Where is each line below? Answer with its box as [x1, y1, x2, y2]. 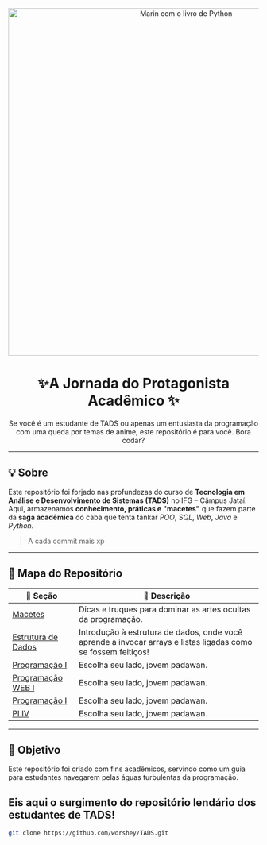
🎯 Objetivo [8, 743, 61, 757]
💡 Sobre [8, 466, 49, 480]
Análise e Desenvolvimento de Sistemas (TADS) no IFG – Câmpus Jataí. [8, 496, 247, 505]
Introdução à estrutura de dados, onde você [79, 627, 243, 638]
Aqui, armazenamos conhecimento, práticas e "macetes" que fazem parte [8, 504, 256, 513]
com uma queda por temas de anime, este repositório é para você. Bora [15, 426, 252, 436]
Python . [8, 520, 34, 531]
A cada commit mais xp [27, 536, 105, 546]
